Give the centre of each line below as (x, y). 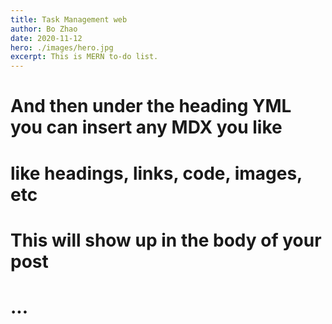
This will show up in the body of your (166, 240)
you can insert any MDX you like (146, 127)
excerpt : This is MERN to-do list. (84, 57)
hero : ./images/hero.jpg (62, 47)
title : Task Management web (69, 19)
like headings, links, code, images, (156, 173)
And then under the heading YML (151, 106)
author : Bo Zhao (44, 29)
